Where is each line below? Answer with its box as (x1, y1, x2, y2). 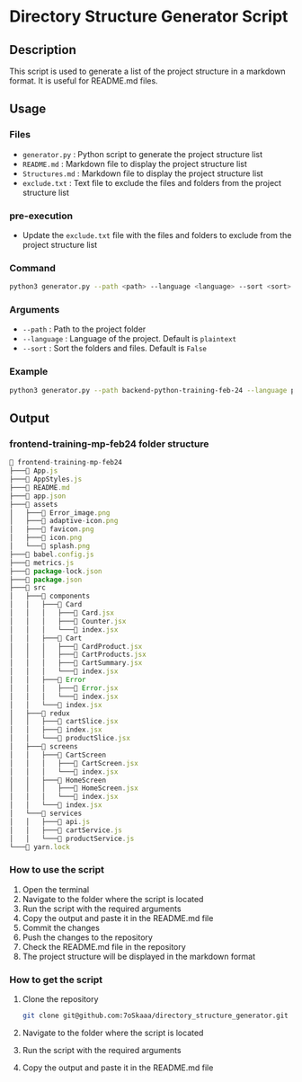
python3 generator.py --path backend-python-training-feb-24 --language (9, 386, 288, 395)
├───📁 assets (9, 500, 58, 509)
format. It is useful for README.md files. (9, 75, 159, 86)
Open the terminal (22, 883, 90, 895)
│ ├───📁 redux (9, 708, 70, 718)
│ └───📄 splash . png (9, 542, 91, 551)
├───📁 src (9, 583, 47, 592)
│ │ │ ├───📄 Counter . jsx (9, 616, 127, 625)
